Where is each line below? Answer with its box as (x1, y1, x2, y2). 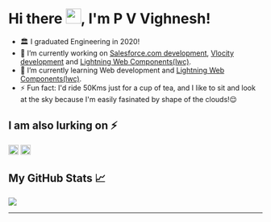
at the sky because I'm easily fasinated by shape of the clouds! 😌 (19, 94, 238, 104)
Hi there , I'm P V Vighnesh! (8, 10, 211, 28)
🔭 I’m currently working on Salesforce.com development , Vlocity (19, 48, 235, 58)
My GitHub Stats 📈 (8, 171, 106, 185)
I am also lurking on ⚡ (8, 119, 119, 133)
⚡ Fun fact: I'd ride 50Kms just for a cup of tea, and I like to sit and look (19, 83, 256, 92)
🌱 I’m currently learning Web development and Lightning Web (19, 65, 225, 75)
